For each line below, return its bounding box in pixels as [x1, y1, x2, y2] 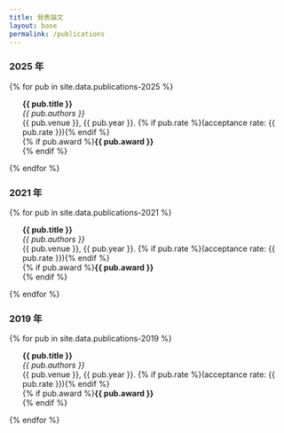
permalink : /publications [9, 29, 105, 38]
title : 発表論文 [9, 12, 64, 22]
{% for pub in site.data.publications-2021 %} [9, 207, 172, 217]
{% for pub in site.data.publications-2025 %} [9, 81, 174, 91]
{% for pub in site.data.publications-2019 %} [9, 334, 172, 344]
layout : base [9, 21, 58, 30]
